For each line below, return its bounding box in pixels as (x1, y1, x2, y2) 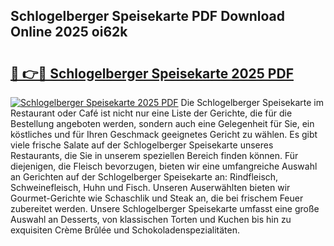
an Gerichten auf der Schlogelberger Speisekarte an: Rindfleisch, (10, 171, 279, 183)
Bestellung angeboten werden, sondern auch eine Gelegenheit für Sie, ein (10, 118, 315, 129)
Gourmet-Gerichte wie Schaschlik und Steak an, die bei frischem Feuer (10, 192, 304, 204)
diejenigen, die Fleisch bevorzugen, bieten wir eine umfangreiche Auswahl (10, 160, 318, 172)
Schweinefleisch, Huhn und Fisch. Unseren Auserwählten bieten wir (10, 182, 291, 193)
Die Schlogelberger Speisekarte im (180, 97, 324, 108)
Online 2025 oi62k (10, 24, 128, 41)
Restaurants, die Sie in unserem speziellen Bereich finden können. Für (10, 150, 299, 161)
